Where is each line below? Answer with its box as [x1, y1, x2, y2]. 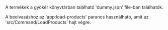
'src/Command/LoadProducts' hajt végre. [5, 19, 92, 25]
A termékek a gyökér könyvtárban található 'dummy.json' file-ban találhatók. [5, 4, 163, 10]
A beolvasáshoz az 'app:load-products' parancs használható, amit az [5, 14, 149, 19]
